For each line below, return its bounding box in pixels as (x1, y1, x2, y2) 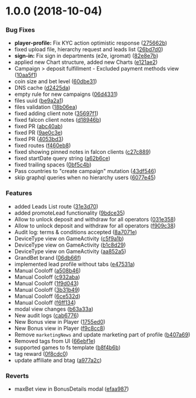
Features (5, 189, 33, 197)
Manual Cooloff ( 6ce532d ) (14, 292, 81, 300)
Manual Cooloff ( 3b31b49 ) (14, 286, 80, 293)
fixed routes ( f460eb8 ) (14, 142, 71, 149)
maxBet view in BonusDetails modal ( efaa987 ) (14, 385, 129, 393)
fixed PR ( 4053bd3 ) (14, 136, 64, 143)
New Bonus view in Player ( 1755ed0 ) (14, 318, 106, 325)
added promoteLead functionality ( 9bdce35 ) (14, 209, 125, 216)
